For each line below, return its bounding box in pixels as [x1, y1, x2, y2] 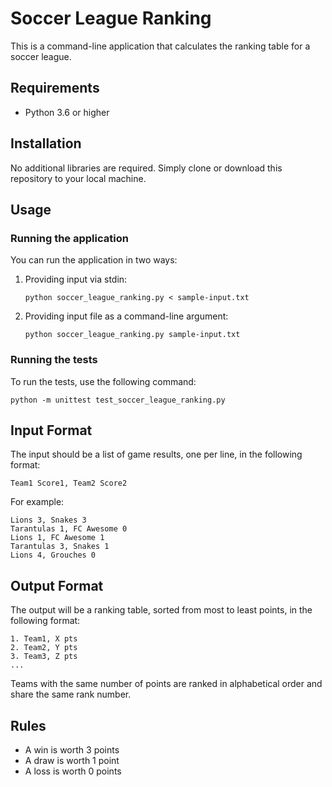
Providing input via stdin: [24, 273, 128, 286]
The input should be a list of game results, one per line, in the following [10, 448, 303, 461]
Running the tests [10, 353, 98, 367]
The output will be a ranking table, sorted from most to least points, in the [10, 604, 313, 616]
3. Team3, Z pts [10, 652, 78, 662]
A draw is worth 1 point [24, 754, 120, 766]
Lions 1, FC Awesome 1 [10, 533, 105, 543]
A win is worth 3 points [24, 743, 120, 756]
